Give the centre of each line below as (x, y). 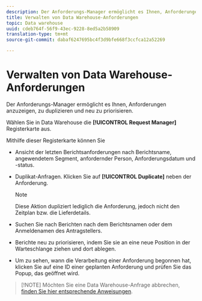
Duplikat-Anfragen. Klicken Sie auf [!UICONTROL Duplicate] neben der (103, 176)
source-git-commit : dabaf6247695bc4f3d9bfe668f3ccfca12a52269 (86, 40)
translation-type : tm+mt (37, 34)
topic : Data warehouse (35, 23)
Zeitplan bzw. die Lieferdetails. (53, 213)
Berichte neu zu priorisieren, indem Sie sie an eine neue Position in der (103, 242)
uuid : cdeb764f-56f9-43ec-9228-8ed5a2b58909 (63, 29)
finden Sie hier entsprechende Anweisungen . (77, 291)
